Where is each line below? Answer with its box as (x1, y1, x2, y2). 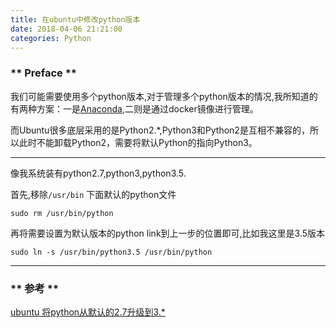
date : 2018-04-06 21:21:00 (10, 24, 123, 34)
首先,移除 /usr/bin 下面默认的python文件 (10, 188, 177, 200)
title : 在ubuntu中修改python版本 (10, 14, 141, 25)
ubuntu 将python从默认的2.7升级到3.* (10, 306, 166, 318)
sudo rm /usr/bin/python (10, 208, 114, 218)
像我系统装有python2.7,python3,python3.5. (10, 167, 187, 179)
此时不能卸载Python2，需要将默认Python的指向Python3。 (18, 136, 258, 148)
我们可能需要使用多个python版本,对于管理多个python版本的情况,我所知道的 (10, 90, 318, 102)
